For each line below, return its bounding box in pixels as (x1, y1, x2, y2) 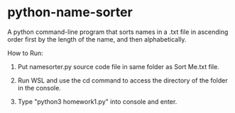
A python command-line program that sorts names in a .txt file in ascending (7, 28, 229, 36)
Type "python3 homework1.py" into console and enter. (17, 97, 177, 106)
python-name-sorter (7, 4, 133, 20)
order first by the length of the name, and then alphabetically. (7, 35, 187, 43)
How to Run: (7, 49, 44, 57)
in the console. (17, 83, 62, 92)
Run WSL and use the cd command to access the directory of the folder (17, 76, 229, 85)
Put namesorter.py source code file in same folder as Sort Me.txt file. (17, 62, 220, 71)
